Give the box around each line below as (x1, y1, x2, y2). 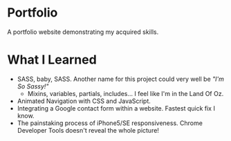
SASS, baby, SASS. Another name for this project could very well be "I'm (17, 75, 225, 83)
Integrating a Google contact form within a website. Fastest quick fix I (17, 104, 216, 112)
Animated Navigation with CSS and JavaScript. (17, 97, 151, 105)
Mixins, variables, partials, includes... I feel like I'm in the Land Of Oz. (27, 89, 224, 97)
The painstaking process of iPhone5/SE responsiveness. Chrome (17, 119, 203, 127)
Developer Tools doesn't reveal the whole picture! (17, 126, 159, 134)
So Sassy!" (17, 82, 49, 91)
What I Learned (7, 52, 97, 68)
